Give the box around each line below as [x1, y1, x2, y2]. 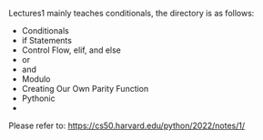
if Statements [21, 35, 72, 45]
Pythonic [21, 93, 56, 104]
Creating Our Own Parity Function [21, 84, 149, 94]
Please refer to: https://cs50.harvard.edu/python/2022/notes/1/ [8, 120, 246, 131]
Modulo [21, 74, 51, 85]
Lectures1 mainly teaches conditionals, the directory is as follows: [8, 8, 255, 18]
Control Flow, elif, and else [21, 45, 122, 55]
